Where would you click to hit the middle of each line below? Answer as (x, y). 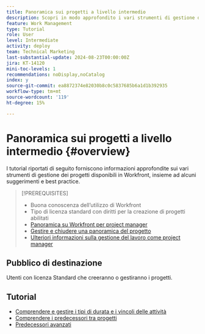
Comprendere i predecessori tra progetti (66, 318)
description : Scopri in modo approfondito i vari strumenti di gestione (101, 18)
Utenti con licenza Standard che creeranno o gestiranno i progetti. (89, 278)
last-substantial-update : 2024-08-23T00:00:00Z (68, 57)
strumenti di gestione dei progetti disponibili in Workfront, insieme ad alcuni (101, 175)
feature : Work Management (39, 23)
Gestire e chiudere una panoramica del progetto (91, 231)
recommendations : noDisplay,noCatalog (56, 74)
